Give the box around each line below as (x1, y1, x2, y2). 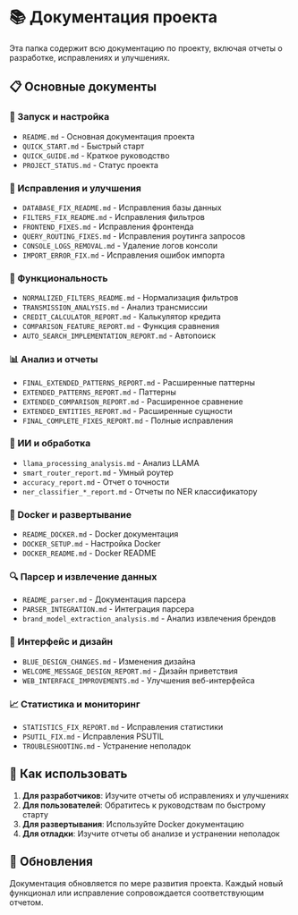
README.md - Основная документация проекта (21, 131, 195, 141)
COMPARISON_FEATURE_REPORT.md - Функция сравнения (21, 321, 220, 332)
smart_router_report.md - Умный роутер (21, 467, 175, 478)
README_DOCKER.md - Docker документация (21, 529, 179, 539)
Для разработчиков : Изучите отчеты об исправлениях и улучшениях (21, 790, 289, 801)
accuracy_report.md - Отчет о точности (21, 476, 170, 487)
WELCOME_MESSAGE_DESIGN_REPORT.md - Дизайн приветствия (21, 665, 239, 676)
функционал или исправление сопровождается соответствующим (9, 887, 265, 898)
